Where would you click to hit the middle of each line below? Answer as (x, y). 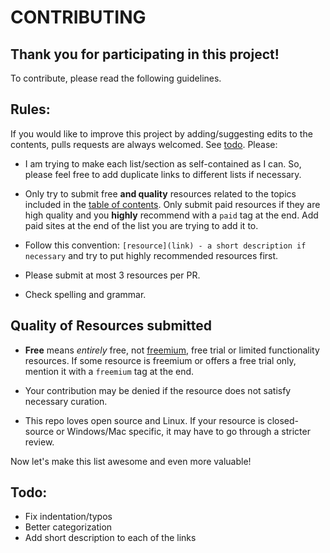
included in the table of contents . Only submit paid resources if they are (172, 204)
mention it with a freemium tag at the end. (109, 371)
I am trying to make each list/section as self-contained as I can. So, (163, 163)
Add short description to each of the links (110, 538)
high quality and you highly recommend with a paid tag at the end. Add (171, 215)
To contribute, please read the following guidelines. (116, 78)
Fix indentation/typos (68, 517)
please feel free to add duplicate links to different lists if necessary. (163, 174)
